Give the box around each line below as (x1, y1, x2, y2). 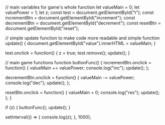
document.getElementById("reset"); (5, 25, 79, 31)
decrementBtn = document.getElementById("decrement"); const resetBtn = (5, 20, 161, 26)
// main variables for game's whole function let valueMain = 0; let (5, 4, 140, 10)
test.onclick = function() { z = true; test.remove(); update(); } (5, 50, 130, 56)
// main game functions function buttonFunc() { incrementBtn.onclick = (5, 60, 152, 65)
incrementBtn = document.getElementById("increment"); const (5, 15, 135, 20)
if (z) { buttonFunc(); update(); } (5, 105, 71, 110)
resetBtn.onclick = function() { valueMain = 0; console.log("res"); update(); (5, 90, 160, 95)
